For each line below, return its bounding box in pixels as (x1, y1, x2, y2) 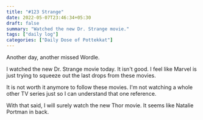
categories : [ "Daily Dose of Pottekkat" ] (6, 37, 113, 43)
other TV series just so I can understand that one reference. (6, 90, 157, 97)
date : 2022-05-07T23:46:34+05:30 (6, 15, 91, 21)
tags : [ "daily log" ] (6, 32, 59, 38)
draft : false (6, 20, 40, 26)
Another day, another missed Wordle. (6, 54, 100, 61)
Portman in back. (6, 108, 49, 115)
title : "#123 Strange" (6, 8, 64, 15)
